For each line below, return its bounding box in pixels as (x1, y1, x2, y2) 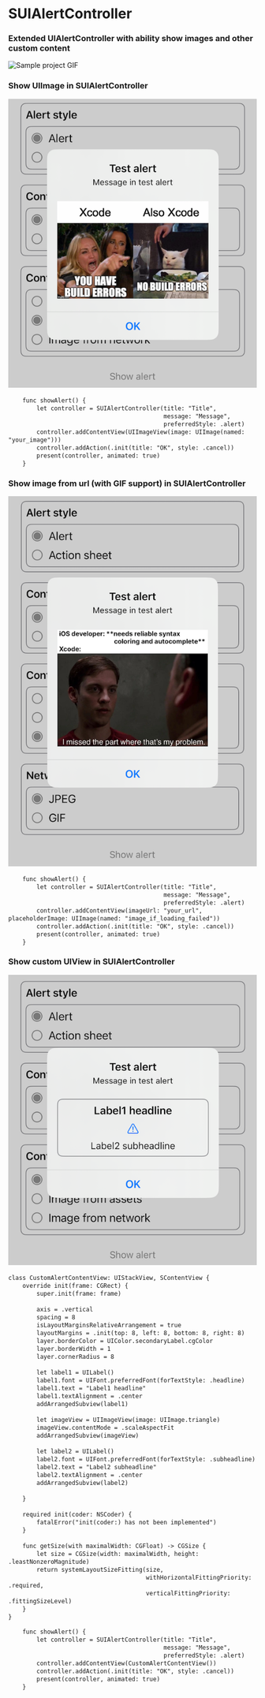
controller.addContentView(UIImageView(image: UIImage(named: (36, 428, 245, 436)
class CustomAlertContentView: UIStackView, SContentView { (8, 1274, 211, 1282)
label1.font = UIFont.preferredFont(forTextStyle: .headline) (36, 1376, 245, 1384)
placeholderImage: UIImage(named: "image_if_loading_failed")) (8, 914, 221, 923)
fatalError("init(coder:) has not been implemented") (36, 1518, 217, 1526)
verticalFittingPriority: (145, 1589, 231, 1597)
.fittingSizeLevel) (8, 1597, 73, 1605)
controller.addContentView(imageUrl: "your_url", (36, 906, 203, 915)
